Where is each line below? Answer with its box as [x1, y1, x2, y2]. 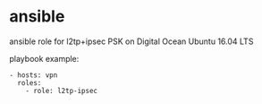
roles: [17, 78, 42, 87]
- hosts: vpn [9, 70, 58, 80]
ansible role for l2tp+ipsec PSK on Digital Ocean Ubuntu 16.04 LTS [9, 36, 254, 47]
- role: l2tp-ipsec [25, 86, 98, 95]
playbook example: [9, 53, 80, 64]
